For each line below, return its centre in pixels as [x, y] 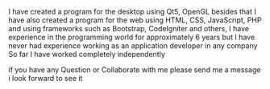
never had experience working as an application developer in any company [133, 46]
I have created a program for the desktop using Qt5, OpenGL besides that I [132, 12]
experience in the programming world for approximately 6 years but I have [132, 37]
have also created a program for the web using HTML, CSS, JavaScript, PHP [135, 20]
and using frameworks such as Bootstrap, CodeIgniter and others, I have [129, 28]
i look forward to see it [46, 78]
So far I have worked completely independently [87, 54]
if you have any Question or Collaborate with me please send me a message [135, 70]
